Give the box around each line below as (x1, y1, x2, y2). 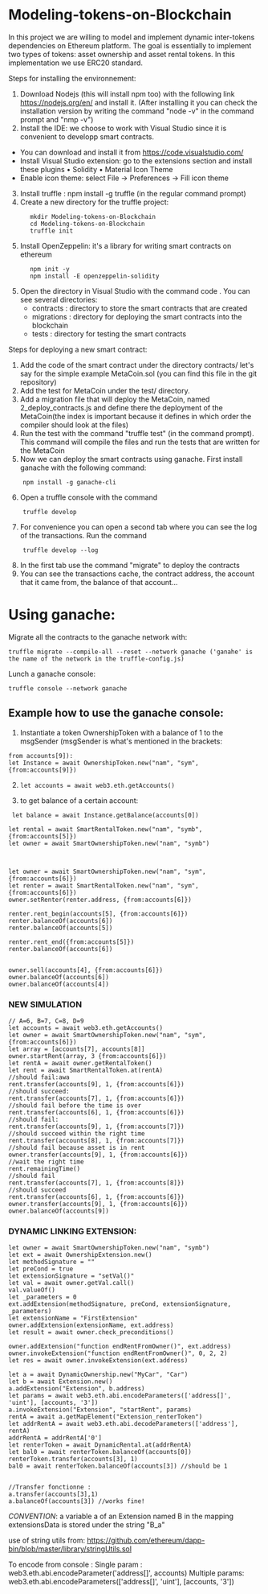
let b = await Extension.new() (8, 1378, 113, 1386)
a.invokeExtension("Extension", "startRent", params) (8, 1406, 193, 1414)
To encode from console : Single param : (8, 1559, 143, 1570)
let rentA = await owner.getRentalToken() (8, 1059, 152, 1067)
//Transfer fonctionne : (8, 1483, 91, 1492)
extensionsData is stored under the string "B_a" (8, 1520, 166, 1530)
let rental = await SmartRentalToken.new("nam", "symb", (8, 825, 203, 834)
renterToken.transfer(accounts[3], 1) (8, 1455, 138, 1464)
